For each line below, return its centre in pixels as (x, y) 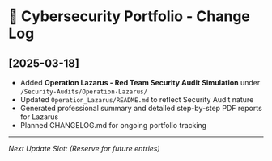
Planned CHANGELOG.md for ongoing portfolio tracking (113, 125)
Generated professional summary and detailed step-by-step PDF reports (141, 108)
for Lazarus (39, 117)
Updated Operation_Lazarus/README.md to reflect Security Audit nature (137, 99)
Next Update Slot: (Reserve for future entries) (84, 149)
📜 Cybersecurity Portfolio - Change (130, 17)
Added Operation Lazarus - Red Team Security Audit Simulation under (140, 83)
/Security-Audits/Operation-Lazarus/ (84, 92)
